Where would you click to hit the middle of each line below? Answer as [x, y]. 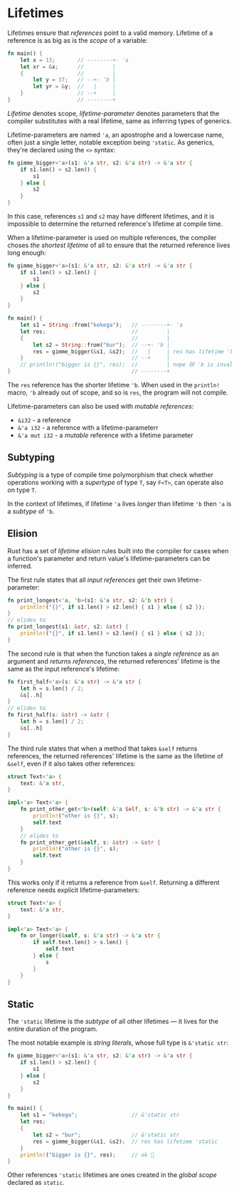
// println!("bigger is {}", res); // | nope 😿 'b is [117, 365]
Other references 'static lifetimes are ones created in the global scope [112, 1175]
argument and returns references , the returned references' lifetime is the [114, 661]
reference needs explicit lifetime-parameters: [74, 890]
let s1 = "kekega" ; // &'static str [100, 1115]
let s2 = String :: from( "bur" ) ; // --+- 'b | [102, 345]
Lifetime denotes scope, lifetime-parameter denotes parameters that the [113, 113]
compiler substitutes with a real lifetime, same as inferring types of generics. [119, 121]
